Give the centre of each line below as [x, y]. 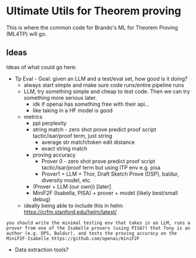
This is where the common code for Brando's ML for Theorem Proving [92, 27]
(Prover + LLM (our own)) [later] [72, 186]
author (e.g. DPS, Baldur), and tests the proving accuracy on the [92, 233]
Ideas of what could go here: [41, 67]
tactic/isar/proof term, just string [72, 136]
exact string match [64, 148]
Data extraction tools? [42, 250]
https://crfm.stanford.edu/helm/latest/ [70, 212]
